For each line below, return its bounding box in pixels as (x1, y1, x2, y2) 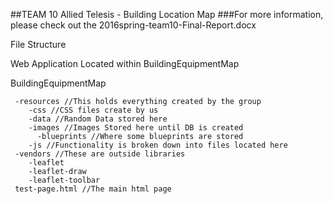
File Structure (10, 39, 67, 50)
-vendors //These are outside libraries (14, 149, 186, 159)
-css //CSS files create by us (28, 105, 159, 115)
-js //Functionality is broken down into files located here (28, 140, 288, 150)
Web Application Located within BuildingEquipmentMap (10, 58, 240, 69)
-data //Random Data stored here (28, 114, 168, 124)
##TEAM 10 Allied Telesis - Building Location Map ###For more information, (10, 9, 324, 20)
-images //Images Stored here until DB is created (28, 123, 244, 133)
